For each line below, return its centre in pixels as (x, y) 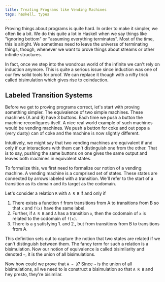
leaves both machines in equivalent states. (48, 159)
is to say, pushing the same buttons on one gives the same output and (76, 153)
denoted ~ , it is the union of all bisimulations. (50, 254)
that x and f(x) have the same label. (49, 208)
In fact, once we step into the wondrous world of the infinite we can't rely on (82, 64)
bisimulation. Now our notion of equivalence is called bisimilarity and (75, 249)
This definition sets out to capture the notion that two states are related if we (83, 239)
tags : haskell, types (27, 14)
